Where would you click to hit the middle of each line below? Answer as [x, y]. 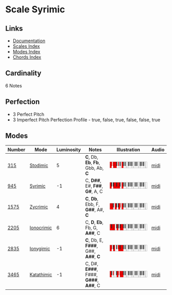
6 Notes [14, 85]
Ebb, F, [92, 204]
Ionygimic [40, 248]
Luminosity [68, 150]
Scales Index [26, 46]
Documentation [29, 41]
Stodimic [39, 165]
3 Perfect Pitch [28, 114]
